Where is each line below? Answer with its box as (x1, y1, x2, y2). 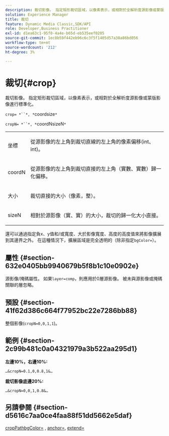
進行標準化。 (9, 101, 36, 107)
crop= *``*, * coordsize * (5, 111, 58, 117)
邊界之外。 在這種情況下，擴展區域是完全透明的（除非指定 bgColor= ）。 (14, 237, 159, 243)
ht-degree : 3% (5, 49, 35, 54)
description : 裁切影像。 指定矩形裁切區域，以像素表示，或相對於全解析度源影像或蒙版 (5, 7, 164, 13)
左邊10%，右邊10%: (5, 358, 48, 364)
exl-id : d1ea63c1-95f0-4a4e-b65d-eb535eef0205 (5, 31, 105, 36)
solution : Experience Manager (5, 12, 69, 17)
